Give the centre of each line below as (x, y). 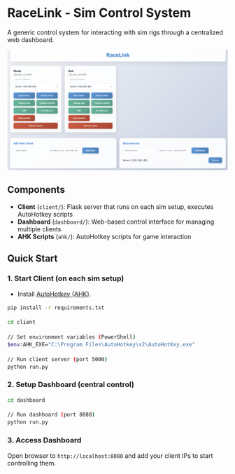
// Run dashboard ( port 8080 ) (51, 415)
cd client (22, 323)
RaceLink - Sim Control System (99, 13)
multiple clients (39, 229)
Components (36, 190)
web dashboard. (31, 39)
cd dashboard (26, 400)
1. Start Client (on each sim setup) (66, 278)
